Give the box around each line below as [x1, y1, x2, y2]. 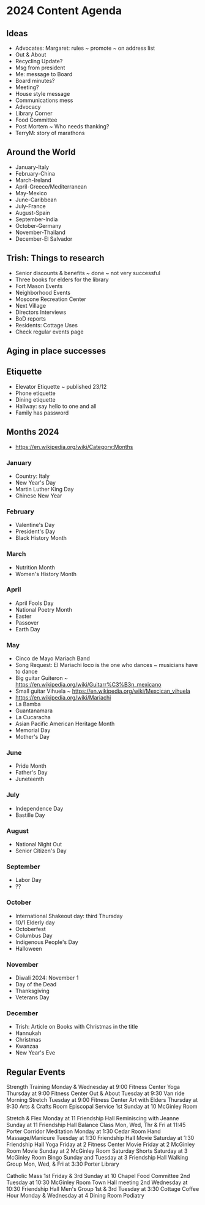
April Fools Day [15, 599, 54, 607]
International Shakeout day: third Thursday [15, 912, 123, 919]
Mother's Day [15, 733, 50, 741]
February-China [15, 170, 55, 177]
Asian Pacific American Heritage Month [15, 720, 115, 728]
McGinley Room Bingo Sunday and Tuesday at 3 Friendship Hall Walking [6, 1154, 188, 1161]
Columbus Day [15, 932, 53, 939]
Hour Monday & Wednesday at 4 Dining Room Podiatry [6, 1192, 145, 1199]
